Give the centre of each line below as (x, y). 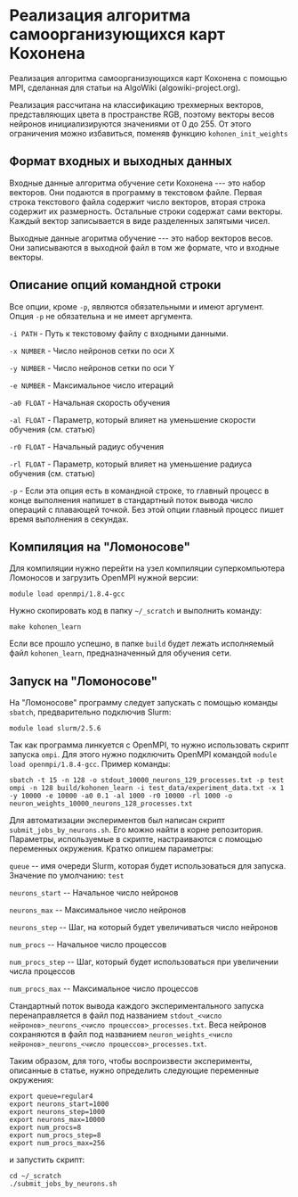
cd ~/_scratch (36, 1176)
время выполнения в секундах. (69, 519)
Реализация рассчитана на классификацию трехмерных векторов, (137, 104)
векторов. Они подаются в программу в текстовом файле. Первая (136, 192)
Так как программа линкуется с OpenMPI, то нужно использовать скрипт (149, 745)
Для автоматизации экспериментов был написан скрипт (117, 821)
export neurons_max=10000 (57, 1120)
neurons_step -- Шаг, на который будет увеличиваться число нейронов (144, 928)
